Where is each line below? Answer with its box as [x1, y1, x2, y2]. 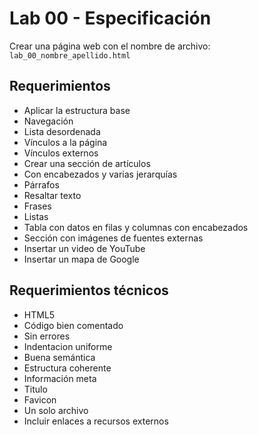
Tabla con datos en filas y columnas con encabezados [23, 221, 249, 233]
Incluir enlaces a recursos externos [23, 415, 169, 427]
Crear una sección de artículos [23, 157, 151, 169]
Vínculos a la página [23, 136, 108, 148]
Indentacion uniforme [23, 340, 113, 352]
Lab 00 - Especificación [9, 7, 212, 30]
